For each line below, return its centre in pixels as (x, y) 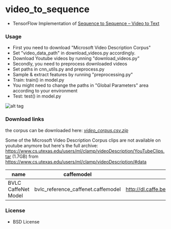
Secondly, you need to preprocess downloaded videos (70, 64)
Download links (25, 119)
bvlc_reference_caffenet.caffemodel (78, 189)
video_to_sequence (48, 9)
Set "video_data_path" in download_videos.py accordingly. (74, 53)
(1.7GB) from (25, 156)
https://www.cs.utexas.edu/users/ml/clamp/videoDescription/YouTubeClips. (85, 151)
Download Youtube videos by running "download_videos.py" (76, 58)
